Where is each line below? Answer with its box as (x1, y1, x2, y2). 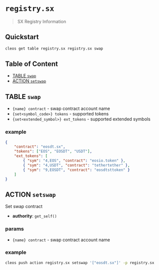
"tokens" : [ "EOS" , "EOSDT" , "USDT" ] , (14, 149, 92, 154)
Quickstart (5, 33, 39, 41)
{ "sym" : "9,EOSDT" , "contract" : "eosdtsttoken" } (23, 167, 130, 172)
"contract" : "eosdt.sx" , (14, 144, 66, 150)
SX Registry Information (17, 18, 66, 24)
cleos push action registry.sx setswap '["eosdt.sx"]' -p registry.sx (5, 260, 155, 265)
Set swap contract (5, 204, 43, 210)
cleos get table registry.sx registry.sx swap (5, 46, 103, 51)
